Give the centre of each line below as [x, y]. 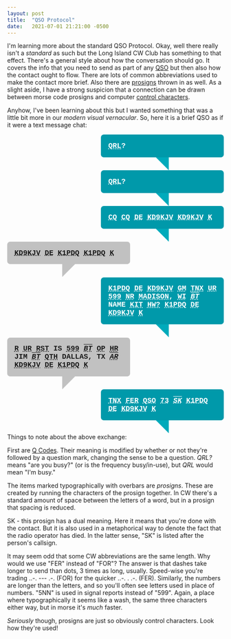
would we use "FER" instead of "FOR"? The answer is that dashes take [107, 564]
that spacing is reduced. [41, 507]
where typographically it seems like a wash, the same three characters [107, 600]
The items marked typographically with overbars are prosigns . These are [110, 485]
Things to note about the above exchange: [67, 437]
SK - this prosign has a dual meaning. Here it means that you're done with [112, 521]
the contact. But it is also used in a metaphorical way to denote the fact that [114, 528]
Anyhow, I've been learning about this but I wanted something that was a [110, 110]
